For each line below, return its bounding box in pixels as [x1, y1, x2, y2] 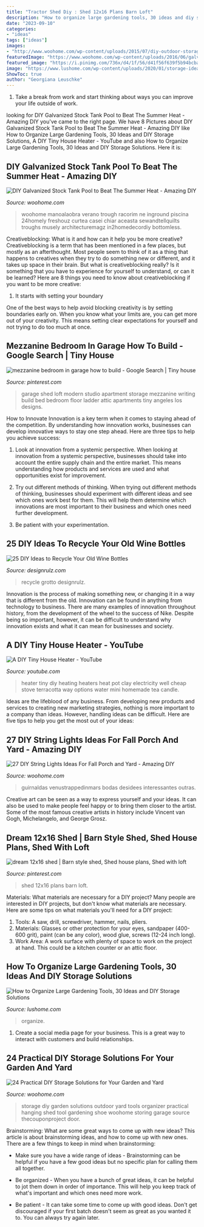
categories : [6, 26, 36, 32]
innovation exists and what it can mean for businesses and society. [6, 622, 174, 629]
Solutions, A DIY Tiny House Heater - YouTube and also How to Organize [6, 137, 188, 145]
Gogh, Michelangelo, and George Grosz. [6, 815, 107, 822]
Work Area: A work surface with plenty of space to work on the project [15, 938, 192, 945]
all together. [15, 1164, 46, 1172]
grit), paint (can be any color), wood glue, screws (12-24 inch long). [27, 931, 196, 938]
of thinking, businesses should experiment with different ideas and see [15, 490, 192, 497]
